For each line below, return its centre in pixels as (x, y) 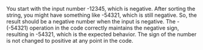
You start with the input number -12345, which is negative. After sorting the (101, 9)
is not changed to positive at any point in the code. (70, 41)
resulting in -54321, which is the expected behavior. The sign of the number (101, 34)
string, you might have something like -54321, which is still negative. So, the (101, 15)
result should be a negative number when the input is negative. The (91, 21)
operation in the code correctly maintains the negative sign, (104, 28)
